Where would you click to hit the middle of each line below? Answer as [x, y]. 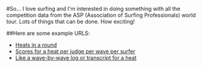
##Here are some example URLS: [48, 33]
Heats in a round [36, 45]
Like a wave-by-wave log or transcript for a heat [76, 58]
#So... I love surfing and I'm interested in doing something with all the [93, 9]
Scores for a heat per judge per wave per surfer [75, 51]
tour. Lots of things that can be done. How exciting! [71, 21]
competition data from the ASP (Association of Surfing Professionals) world [101, 15]
